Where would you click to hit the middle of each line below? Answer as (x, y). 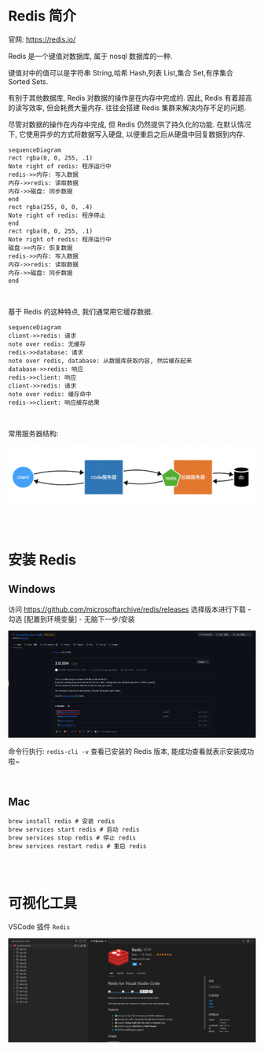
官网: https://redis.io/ (42, 39)
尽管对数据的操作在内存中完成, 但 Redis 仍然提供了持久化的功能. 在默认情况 (130, 124)
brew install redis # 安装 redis (62, 821)
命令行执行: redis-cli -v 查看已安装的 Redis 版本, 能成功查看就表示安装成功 (131, 752)
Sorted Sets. (28, 81)
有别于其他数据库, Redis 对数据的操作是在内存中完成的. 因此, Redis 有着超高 (130, 97)
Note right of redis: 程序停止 (57, 215)
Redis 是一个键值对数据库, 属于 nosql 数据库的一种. (90, 56)
